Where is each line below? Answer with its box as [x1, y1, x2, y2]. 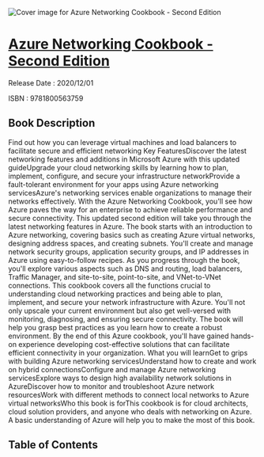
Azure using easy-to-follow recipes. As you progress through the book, [8, 255, 240, 265]
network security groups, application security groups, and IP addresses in [8, 246, 249, 257]
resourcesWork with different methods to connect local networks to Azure [8, 390, 250, 399]
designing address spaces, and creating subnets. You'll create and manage [8, 238, 254, 248]
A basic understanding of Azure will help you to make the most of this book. [8, 415, 255, 425]
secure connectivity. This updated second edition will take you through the [8, 213, 251, 223]
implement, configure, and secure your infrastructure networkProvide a [8, 171, 240, 181]
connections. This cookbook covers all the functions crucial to [8, 280, 211, 290]
